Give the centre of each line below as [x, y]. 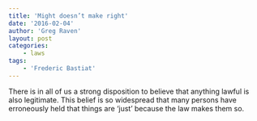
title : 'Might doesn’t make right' [69, 16]
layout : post [30, 38]
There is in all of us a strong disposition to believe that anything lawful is [129, 91]
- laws [34, 53]
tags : [17, 61]
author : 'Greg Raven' [45, 31]
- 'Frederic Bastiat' [59, 69]
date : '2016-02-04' [41, 23]
